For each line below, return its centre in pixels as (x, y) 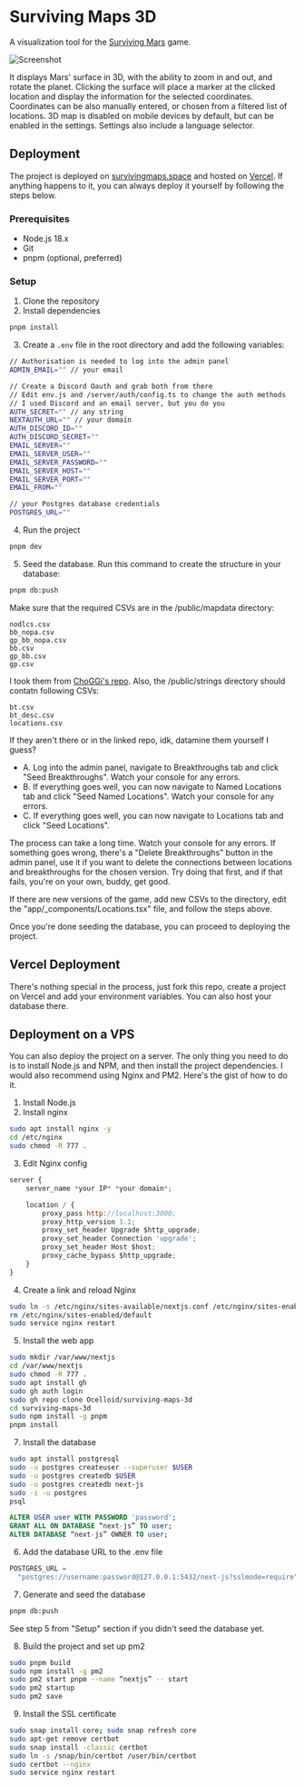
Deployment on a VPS (72, 1035)
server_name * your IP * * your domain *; (99, 1188)
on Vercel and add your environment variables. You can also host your (141, 996)
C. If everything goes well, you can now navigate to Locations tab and (153, 815)
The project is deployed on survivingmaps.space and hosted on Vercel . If (146, 175)
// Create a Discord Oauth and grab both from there (111, 386)
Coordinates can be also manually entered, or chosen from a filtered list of (148, 105)
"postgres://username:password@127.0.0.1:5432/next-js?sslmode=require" (158, 1577)
